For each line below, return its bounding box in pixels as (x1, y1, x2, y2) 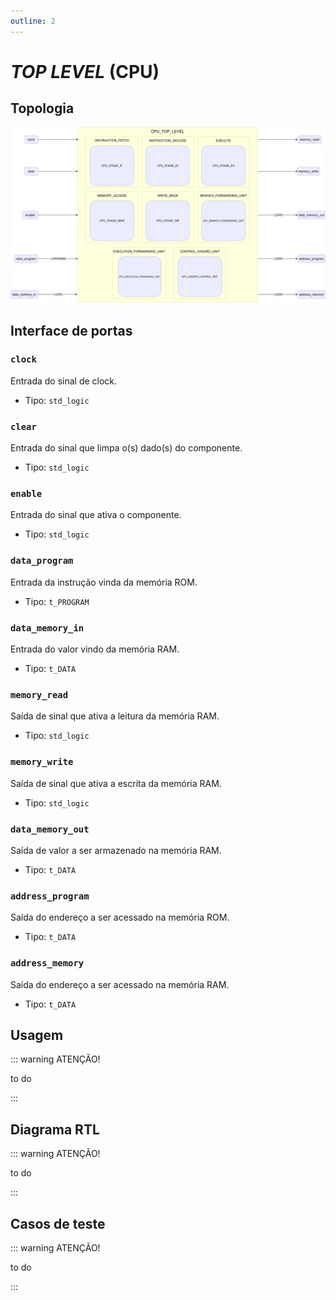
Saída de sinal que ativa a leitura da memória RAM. (10, 710, 220, 722)
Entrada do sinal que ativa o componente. (10, 509, 182, 521)
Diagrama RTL (10, 1121, 100, 1138)
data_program (10, 555, 74, 567)
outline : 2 (10, 16, 56, 26)
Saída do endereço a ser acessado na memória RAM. (10, 978, 230, 990)
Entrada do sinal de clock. (10, 375, 118, 387)
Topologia (10, 100, 75, 117)
